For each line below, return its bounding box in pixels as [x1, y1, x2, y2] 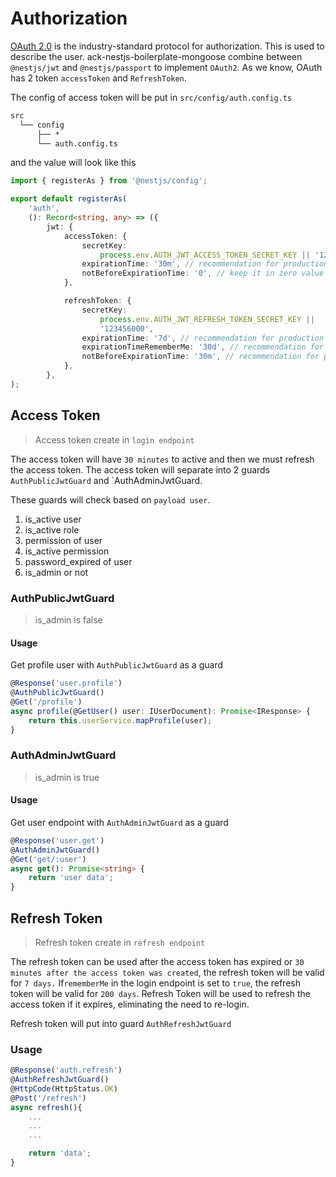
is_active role [24, 523, 80, 536]
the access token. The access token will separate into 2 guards [10, 463, 271, 476]
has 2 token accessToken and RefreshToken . [10, 72, 187, 84]
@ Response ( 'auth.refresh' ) [10, 1065, 123, 1076]
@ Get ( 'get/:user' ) [10, 854, 87, 864]
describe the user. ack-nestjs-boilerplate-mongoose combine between [10, 50, 303, 62]
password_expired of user [24, 555, 133, 567]
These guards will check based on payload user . [10, 493, 211, 506]
